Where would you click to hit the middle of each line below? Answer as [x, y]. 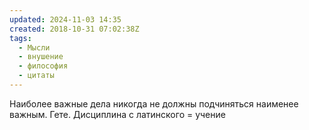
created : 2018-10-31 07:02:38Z [74, 29]
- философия [43, 66]
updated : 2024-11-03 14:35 [65, 19]
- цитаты [36, 76]
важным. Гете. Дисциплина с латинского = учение [117, 114]
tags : [20, 38]
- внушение [41, 57]
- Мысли [34, 47]
